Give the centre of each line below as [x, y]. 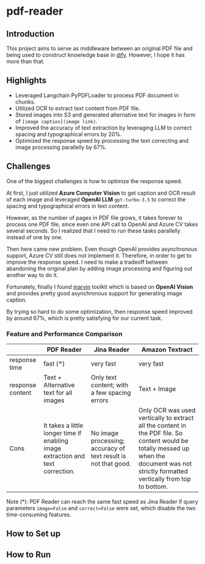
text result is [108, 456]
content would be [164, 441]
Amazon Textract [167, 349]
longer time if [63, 433]
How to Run [29, 555]
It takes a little [63, 425]
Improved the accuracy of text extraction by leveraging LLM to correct [103, 128]
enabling [56, 441]
